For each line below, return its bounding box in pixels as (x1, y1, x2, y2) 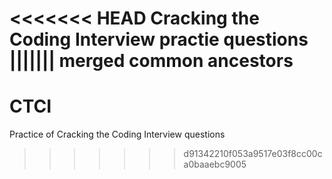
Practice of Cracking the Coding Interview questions (9, 128, 226, 141)
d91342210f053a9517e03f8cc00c (183, 148, 323, 160)
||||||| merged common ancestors (9, 50, 294, 72)
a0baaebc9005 (183, 158, 247, 171)
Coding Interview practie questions (9, 28, 309, 51)
